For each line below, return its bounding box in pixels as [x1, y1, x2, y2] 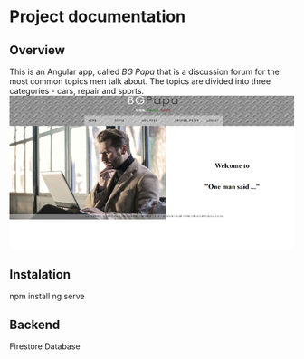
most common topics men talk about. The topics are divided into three [9, 76, 271, 87]
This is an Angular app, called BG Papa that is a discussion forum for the [9, 66, 280, 77]
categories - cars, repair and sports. [9, 86, 145, 96]
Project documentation [9, 6, 186, 27]
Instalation [9, 267, 71, 282]
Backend [9, 316, 61, 332]
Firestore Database [9, 341, 81, 352]
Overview [9, 43, 66, 58]
